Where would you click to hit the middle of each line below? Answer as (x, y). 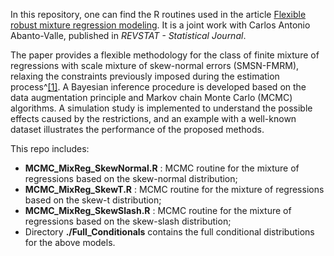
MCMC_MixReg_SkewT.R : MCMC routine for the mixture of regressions (174, 189)
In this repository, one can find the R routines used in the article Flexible (158, 14)
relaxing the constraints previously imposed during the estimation (145, 76)
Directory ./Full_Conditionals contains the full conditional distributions (169, 232)
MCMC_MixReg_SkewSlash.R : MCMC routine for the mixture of (158, 210)
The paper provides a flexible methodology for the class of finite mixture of (165, 55)
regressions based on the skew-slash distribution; (128, 221)
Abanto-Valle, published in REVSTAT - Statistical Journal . (128, 35)
